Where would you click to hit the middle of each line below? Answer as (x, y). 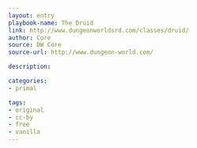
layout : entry (32, 15)
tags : (17, 102)
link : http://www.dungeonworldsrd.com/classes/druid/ (99, 30)
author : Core (30, 38)
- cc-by (21, 117)
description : (30, 67)
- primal (23, 88)
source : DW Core (35, 45)
